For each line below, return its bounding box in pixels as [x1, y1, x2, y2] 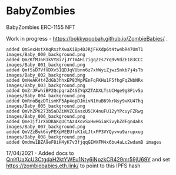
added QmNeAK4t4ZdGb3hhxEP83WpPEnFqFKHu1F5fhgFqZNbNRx [6, 77, 144, 83]
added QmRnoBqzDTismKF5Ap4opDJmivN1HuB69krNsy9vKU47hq [6, 98, 144, 104]
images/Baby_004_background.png [6, 93, 85, 98]
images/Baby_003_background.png [6, 82, 85, 88]
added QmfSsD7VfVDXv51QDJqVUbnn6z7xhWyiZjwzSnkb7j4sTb [6, 67, 144, 73]
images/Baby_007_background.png [6, 124, 85, 130]
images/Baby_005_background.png [6, 103, 85, 109]
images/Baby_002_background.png [6, 72, 85, 78]
